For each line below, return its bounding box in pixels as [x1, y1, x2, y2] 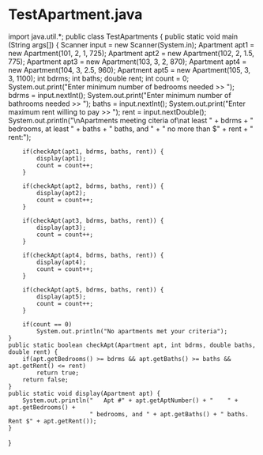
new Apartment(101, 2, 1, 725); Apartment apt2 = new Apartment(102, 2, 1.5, [8, 48, 255, 58]
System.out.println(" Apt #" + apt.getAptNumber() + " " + [22, 397, 239, 404]
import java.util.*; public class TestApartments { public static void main [8, 32, 239, 41]
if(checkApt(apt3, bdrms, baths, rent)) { [22, 216, 164, 224]
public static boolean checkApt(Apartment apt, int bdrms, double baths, [8, 341, 257, 349]
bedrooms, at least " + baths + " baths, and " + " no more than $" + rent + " [8, 124, 254, 133]
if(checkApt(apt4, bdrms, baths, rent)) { [22, 251, 164, 259]
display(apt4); [36, 258, 87, 266]
